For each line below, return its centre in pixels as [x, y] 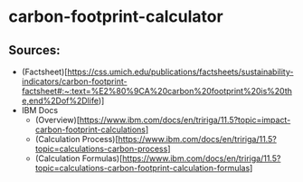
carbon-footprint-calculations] [92, 129]
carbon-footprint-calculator [116, 17]
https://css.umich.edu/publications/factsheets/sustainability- [180, 72]
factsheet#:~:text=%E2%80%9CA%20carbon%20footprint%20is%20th [157, 91]
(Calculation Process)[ [76, 139]
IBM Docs [40, 110]
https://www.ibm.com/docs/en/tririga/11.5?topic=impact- [185, 120]
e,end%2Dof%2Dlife [60, 101]
